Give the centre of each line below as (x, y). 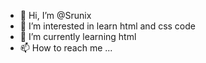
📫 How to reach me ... (66, 48)
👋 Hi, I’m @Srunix (55, 15)
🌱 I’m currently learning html (78, 36)
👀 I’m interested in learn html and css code (107, 26)
